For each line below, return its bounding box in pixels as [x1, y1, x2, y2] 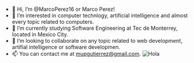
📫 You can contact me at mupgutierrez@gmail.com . [11, 51, 141, 57]
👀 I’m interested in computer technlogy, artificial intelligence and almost [11, 12, 188, 19]
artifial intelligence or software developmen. [11, 43, 121, 51]
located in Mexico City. [11, 31, 69, 38]
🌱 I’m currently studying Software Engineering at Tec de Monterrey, [11, 24, 178, 31]
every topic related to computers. [11, 18, 94, 25]
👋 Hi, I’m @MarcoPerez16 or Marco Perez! [11, 6, 115, 12]
